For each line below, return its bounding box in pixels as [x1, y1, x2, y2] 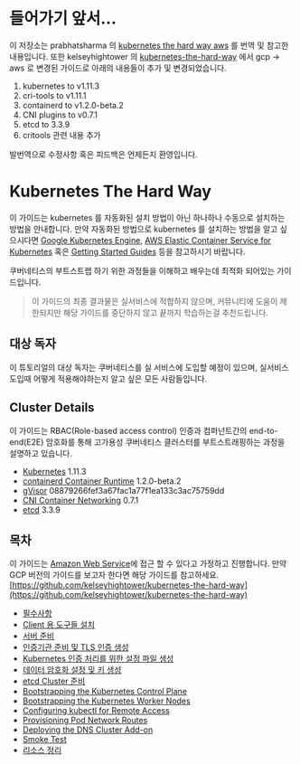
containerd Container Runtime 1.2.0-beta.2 [22, 476, 182, 486]
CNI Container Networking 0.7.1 [22, 495, 139, 505]
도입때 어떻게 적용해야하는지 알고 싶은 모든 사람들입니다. [9, 373, 208, 384]
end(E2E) [9, 436, 44, 448]
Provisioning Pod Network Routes [22, 715, 148, 726]
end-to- [248, 425, 278, 436]
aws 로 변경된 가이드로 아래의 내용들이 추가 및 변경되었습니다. [9, 62, 228, 73]
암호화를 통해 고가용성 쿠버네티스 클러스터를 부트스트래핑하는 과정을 [45, 436, 286, 448]
